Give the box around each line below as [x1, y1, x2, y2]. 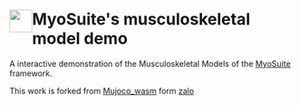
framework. [9, 68, 53, 79]
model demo [32, 28, 129, 49]
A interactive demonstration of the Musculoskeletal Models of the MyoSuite [9, 58, 292, 69]
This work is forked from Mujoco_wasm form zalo [9, 85, 195, 96]
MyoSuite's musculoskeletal [32, 9, 251, 30]
